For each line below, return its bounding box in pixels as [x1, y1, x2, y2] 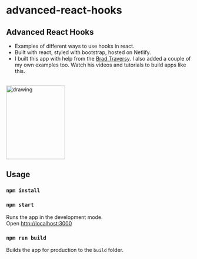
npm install [6, 187, 41, 194]
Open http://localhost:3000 [6, 220, 72, 227]
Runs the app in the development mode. [6, 213, 103, 221]
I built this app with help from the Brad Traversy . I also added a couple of [14, 55, 191, 62]
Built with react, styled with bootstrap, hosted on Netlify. [14, 49, 151, 56]
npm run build [6, 234, 46, 241]
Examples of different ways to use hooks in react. [14, 42, 135, 49]
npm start [6, 201, 34, 208]
